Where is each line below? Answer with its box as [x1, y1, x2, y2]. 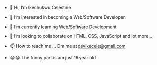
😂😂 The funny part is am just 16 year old [9, 55, 96, 60]
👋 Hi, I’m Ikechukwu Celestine [9, 5, 71, 10]
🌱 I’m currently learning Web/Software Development [9, 24, 117, 30]
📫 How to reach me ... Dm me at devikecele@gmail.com [9, 43, 126, 49]
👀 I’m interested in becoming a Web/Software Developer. [9, 14, 126, 20]
